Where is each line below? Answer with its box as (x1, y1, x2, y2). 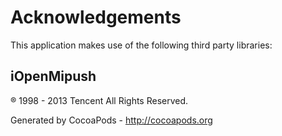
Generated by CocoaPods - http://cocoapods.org (10, 114, 213, 126)
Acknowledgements (10, 6, 182, 29)
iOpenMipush (10, 68, 97, 85)
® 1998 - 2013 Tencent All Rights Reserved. (10, 94, 189, 106)
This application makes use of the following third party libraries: (10, 39, 273, 51)
